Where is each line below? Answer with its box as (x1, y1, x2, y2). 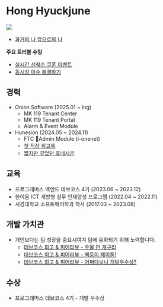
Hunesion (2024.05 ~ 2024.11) (14, 129, 89, 136)
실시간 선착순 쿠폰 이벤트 (14, 61, 72, 68)
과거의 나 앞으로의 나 (14, 36, 63, 43)
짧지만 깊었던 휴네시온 (23, 150, 75, 157)
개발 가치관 (6, 219, 44, 229)
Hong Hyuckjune (6, 4, 91, 18)
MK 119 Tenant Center (23, 110, 78, 117)
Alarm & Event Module (23, 122, 78, 129)
